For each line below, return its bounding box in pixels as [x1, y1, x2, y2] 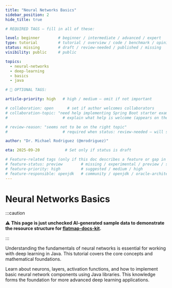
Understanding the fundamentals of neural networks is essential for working [5, 245, 166, 251]
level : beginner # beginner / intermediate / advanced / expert [5, 35, 161, 41]
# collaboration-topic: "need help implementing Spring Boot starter [5, 110, 157, 116]
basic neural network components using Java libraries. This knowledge [5, 272, 156, 278]
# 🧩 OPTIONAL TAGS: [5, 87, 47, 93]
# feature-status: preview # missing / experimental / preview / [5, 162, 164, 167]
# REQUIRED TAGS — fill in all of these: [5, 26, 95, 31]
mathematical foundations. [5, 256, 61, 262]
